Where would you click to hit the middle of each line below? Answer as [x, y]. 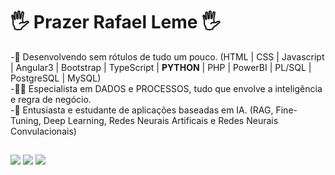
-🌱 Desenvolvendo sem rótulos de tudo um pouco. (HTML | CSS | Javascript [167, 56]
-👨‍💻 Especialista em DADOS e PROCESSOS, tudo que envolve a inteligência [166, 88]
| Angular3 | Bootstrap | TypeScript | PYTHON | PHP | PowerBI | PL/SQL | [161, 67]
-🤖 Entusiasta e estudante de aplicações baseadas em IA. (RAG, [142, 110]
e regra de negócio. [51, 99]
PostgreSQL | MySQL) [56, 78]
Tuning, [26, 120]
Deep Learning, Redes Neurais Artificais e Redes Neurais [161, 120]
